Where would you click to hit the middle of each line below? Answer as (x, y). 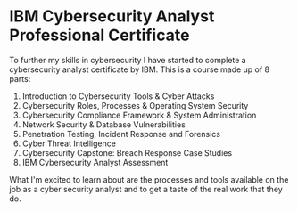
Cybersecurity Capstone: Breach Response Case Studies (127, 152)
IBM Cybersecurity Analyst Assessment (95, 162)
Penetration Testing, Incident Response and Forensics (121, 134)
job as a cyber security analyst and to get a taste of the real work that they (146, 189)
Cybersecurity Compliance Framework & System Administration (139, 115)
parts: (20, 78)
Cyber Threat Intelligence (69, 143)
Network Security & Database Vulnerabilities (103, 124)
